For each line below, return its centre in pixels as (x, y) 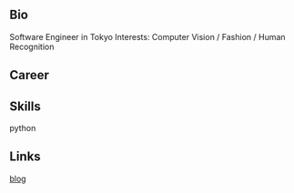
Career (30, 75)
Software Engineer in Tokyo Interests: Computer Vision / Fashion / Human (147, 36)
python (23, 128)
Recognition (32, 46)
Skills (25, 106)
